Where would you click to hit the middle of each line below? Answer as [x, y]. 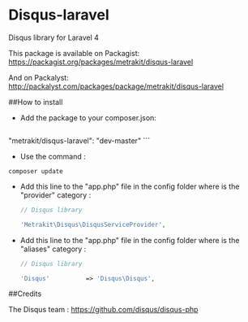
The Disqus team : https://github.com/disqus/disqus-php [103, 310]
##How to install [36, 102]
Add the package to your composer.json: [88, 117]
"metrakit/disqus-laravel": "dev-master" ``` [79, 141]
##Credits [25, 294]
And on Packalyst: [38, 77]
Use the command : [53, 156]
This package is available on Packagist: [74, 53]
